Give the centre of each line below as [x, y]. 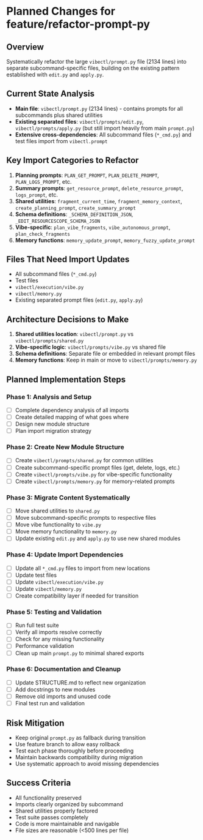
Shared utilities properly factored [57, 811]
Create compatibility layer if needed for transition [77, 596]
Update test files [36, 575]
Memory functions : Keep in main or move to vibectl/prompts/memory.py [106, 360]
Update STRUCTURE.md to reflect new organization [80, 682]
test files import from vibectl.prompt [61, 141]
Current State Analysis [51, 94]
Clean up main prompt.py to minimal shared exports [80, 653]
